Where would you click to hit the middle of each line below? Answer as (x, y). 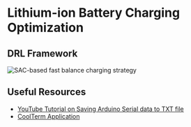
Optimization (45, 28)
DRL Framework (43, 53)
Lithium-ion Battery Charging (93, 13)
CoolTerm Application (48, 116)
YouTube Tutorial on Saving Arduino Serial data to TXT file (101, 109)
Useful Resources (47, 92)
